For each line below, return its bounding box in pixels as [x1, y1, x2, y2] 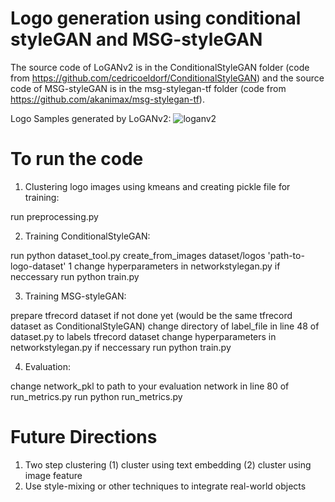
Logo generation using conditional [10, 7, 302, 30]
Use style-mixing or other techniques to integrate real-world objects [24, 480, 307, 492]
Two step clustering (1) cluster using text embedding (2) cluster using [24, 458, 312, 471]
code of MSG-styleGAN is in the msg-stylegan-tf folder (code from [10, 82, 287, 94]
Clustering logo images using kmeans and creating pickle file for [24, 180, 291, 192]
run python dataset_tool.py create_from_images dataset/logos [10, 249, 266, 261]
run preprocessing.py [10, 210, 99, 222]
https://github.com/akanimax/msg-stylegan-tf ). [10, 93, 205, 105]
